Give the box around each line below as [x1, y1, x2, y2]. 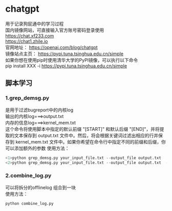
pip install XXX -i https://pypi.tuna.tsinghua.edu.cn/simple [5, 62, 127, 69]
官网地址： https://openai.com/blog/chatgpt [5, 44, 98, 50]
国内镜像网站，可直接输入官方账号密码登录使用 [5, 27, 104, 33]
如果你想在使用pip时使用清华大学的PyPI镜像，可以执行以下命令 [5, 57, 138, 63]
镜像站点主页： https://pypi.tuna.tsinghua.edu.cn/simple [5, 51, 124, 57]
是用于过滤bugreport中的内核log [5, 107, 74, 113]
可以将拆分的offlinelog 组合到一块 [5, 184, 76, 191]
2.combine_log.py [5, 172, 52, 179]
